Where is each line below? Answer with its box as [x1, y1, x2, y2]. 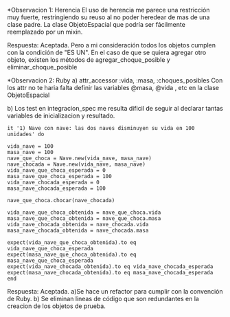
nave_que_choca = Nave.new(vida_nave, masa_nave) [7, 155, 152, 162]
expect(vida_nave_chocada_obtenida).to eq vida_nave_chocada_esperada [7, 263, 214, 270]
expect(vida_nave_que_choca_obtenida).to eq [7, 239, 137, 246]
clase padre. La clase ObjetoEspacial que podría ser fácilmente [7, 21, 185, 28]
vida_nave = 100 [7, 143, 54, 150]
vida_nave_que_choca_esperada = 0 [7, 167, 106, 174]
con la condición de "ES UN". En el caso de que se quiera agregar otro [7, 48, 207, 56]
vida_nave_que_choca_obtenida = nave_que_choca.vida [7, 209, 161, 216]
